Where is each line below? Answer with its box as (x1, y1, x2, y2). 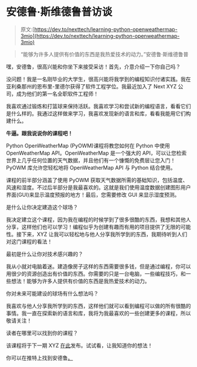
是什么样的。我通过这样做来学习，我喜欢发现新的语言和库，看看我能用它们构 (6, 109, 191, 117)
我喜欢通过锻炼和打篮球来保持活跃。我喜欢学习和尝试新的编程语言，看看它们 (6, 102, 191, 109)
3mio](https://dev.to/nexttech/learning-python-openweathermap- (20, 32, 180, 39)
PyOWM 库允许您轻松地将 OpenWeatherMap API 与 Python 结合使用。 (6, 164, 176, 171)
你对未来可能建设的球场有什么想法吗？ (6, 290, 98, 297)
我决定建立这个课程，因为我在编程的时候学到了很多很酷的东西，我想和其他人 (6, 216, 191, 223)
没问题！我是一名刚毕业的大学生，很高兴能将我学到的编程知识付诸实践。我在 (6, 76, 191, 83)
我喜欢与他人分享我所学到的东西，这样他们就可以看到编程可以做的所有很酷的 (6, 302, 191, 309)
